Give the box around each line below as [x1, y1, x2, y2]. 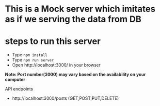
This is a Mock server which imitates [5, 3, 156, 15]
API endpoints [5, 86, 33, 92]
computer [5, 76, 26, 83]
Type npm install [12, 52, 48, 58]
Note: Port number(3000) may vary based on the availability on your [5, 72, 146, 77]
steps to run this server [5, 36, 101, 47]
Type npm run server [12, 57, 54, 63]
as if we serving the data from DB [5, 14, 142, 25]
